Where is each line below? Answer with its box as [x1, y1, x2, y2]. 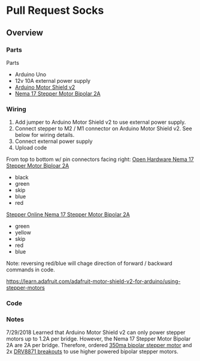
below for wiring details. [14, 132, 75, 139]
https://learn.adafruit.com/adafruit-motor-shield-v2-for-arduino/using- [6, 278, 181, 285]
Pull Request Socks [6, 4, 104, 17]
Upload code [14, 144, 47, 151]
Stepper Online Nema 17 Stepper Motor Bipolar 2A [6, 211, 130, 218]
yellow [14, 229, 31, 236]
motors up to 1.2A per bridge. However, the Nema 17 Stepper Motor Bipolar [6, 335, 191, 342]
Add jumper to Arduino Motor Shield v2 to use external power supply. [14, 118, 186, 126]
